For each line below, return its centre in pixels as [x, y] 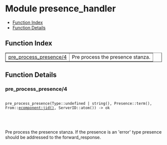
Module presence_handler [60, 9]
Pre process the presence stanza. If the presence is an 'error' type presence [83, 132]
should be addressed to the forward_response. [53, 138]
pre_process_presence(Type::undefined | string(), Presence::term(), [79, 104]
